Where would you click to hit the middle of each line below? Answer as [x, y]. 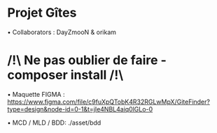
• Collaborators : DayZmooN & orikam [62, 32]
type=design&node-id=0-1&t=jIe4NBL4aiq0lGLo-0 [80, 109]
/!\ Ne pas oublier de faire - [87, 60]
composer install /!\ [65, 75]
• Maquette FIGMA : [36, 94]
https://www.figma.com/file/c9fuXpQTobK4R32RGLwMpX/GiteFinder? [108, 102]
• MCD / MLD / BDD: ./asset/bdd [54, 123]
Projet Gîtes [42, 13]
